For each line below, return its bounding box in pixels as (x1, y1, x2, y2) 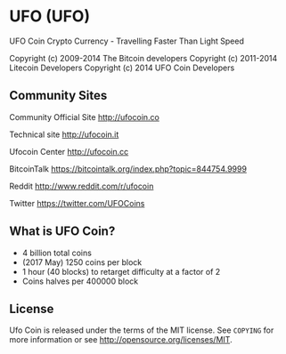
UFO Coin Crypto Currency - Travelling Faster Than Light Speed (9, 36, 245, 46)
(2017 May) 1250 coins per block (21, 256, 143, 268)
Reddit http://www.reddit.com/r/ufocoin (9, 181, 154, 191)
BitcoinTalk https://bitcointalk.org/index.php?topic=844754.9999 (9, 163, 248, 174)
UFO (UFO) (9, 6, 91, 27)
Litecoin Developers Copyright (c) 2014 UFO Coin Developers (9, 62, 235, 73)
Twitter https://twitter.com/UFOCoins (9, 197, 145, 208)
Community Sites (9, 88, 108, 103)
